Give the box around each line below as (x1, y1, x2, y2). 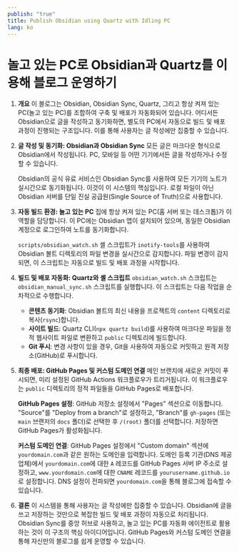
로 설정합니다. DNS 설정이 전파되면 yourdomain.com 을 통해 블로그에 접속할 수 (17, 477, 232, 486)
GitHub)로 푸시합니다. (36, 351, 98, 360)
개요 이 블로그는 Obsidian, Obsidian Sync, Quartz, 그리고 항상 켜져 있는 (17, 99, 220, 108)
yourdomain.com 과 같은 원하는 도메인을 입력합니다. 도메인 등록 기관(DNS (17, 451, 219, 459)
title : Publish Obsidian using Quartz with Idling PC (7, 17, 171, 24)
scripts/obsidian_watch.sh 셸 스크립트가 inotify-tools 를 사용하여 (17, 241, 210, 249)
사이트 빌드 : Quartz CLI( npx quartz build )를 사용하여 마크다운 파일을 (28, 324, 224, 333)
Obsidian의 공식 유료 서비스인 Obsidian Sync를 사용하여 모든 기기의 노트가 (17, 174, 228, 183)
